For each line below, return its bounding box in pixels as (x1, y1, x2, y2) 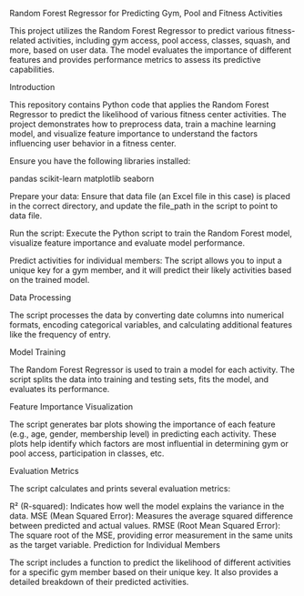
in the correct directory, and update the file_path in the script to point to (9, 200, 279, 211)
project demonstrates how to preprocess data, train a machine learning (9, 118, 276, 129)
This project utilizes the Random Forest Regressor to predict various (9, 25, 265, 35)
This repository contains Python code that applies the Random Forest (9, 99, 269, 110)
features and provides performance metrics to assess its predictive (9, 55, 261, 65)
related (9, 35, 36, 45)
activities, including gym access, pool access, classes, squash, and (37, 35, 291, 45)
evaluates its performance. (9, 384, 110, 394)
